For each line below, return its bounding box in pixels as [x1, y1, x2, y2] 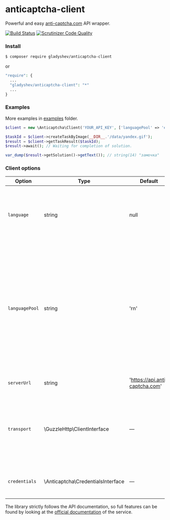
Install [5, 42, 21, 50]
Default [140, 178, 158, 185]
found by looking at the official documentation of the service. [5, 509, 133, 515]
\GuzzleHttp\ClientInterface [44, 426, 109, 433]
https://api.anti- [131, 376, 168, 384]
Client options [5, 165, 40, 172]
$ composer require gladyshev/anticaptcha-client [5, 54, 112, 59]
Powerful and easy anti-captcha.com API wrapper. [5, 20, 110, 26]
